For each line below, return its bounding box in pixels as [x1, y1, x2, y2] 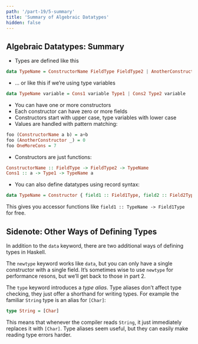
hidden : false [6, 20, 41, 25]
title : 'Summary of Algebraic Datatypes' [6, 14, 110, 20]
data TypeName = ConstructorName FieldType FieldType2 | [6, 69, 149, 74]
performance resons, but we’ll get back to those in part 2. [6, 272, 146, 280]
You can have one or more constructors [14, 101, 111, 108]
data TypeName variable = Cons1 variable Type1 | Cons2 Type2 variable [6, 91, 186, 97]
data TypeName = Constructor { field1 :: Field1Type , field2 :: [6, 193, 167, 199]
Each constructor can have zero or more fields [14, 108, 128, 115]
